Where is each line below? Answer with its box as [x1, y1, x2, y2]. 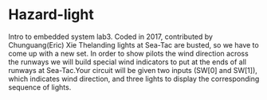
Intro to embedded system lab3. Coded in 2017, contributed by [8, 32, 214, 41]
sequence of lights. [8, 82, 72, 92]
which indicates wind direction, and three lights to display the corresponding [8, 74, 260, 83]
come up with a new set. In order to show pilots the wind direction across [8, 48, 249, 58]
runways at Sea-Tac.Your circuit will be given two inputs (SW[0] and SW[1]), [8, 65, 257, 75]
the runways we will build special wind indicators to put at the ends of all [8, 57, 247, 67]
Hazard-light [8, 6, 94, 24]
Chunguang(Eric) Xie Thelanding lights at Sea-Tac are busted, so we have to [8, 40, 259, 49]
